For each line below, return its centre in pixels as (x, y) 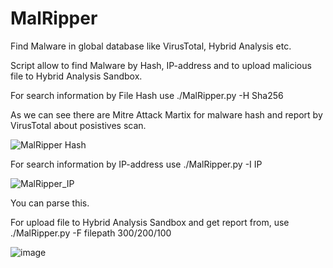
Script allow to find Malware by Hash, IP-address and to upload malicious (161, 65)
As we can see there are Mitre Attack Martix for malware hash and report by (166, 114)
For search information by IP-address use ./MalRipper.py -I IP (136, 164)
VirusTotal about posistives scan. (78, 125)
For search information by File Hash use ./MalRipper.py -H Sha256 (147, 95)
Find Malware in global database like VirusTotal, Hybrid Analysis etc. (151, 46)
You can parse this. (50, 203)
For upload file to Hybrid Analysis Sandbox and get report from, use (150, 222)
